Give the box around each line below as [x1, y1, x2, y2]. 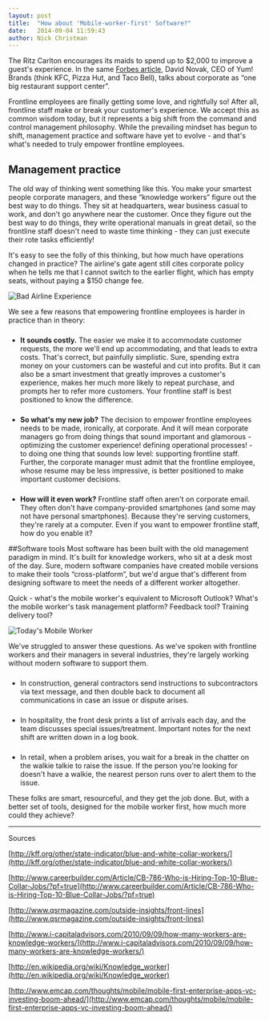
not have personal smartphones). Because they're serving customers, [19, 511, 251, 521]
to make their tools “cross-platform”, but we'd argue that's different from [8, 569, 247, 578]
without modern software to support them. [8, 658, 149, 668]
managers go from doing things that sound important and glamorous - [19, 431, 251, 441]
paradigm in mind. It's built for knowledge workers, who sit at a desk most [8, 552, 252, 562]
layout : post [8, 11, 52, 20]
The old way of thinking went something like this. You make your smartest [8, 184, 252, 194]
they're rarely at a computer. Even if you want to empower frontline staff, [19, 519, 260, 529]
